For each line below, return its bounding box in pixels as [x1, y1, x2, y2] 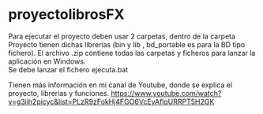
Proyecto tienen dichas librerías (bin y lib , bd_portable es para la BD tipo [8, 39, 246, 49]
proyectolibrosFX [8, 6, 125, 24]
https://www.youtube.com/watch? [110, 88, 222, 97]
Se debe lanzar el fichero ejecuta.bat [8, 64, 129, 74]
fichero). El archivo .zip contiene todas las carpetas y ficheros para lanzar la [8, 48, 256, 57]
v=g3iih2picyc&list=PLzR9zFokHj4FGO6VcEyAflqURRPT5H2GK [8, 97, 215, 106]
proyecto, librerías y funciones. [8, 88, 110, 97]
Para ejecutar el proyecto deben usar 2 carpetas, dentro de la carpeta [8, 31, 235, 41]
